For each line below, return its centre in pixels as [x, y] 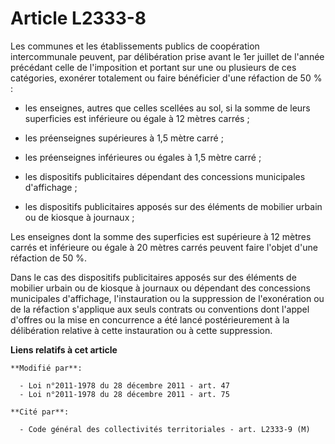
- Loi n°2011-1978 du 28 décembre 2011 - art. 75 [124, 394]
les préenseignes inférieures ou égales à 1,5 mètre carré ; [143, 157]
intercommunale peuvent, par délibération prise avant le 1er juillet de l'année [167, 56]
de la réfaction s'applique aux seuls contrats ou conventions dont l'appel [160, 309]
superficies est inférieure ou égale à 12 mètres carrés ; [137, 118]
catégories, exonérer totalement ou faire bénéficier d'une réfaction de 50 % [166, 78]
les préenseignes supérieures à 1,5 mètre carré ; [124, 138]
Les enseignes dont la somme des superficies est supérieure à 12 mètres [161, 236]
